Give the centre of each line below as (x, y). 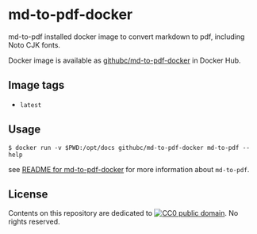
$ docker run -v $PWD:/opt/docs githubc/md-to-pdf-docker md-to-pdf (124, 148)
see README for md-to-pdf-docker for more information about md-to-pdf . (129, 169)
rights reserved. (35, 222)
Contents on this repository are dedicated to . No (123, 213)
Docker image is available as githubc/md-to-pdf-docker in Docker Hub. (125, 60)
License (28, 194)
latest (31, 105)
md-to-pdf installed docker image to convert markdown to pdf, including (127, 36)
